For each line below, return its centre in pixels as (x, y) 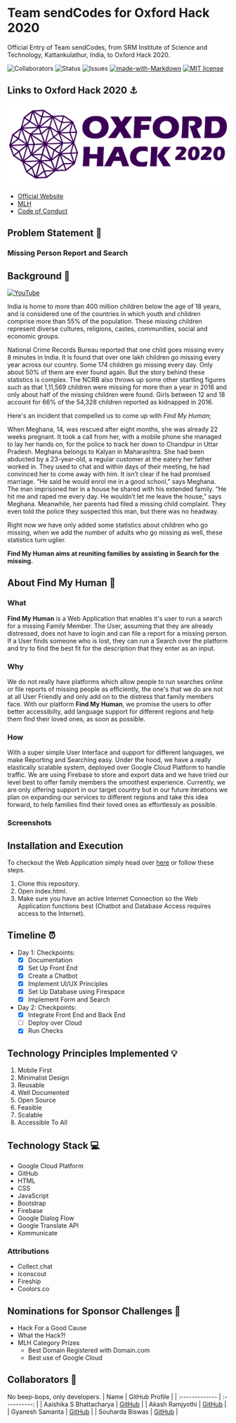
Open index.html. (42, 891)
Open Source (37, 1100)
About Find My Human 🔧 (61, 583)
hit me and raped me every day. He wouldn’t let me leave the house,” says (114, 496)
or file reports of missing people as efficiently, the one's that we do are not (115, 689)
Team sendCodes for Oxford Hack (109, 13)
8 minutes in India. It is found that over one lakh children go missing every (114, 357)
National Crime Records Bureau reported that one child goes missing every (116, 350)
